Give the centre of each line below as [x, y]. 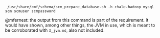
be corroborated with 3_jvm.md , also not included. [55, 30]
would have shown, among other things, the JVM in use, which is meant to [80, 25]
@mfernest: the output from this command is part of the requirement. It [77, 20]
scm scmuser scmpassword [30, 11]
